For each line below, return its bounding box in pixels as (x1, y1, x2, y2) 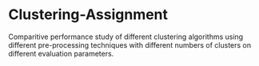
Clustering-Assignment (8, 6, 169, 24)
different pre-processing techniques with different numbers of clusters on (8, 40, 252, 49)
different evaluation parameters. (8, 49, 114, 58)
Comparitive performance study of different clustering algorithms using (8, 32, 244, 41)
